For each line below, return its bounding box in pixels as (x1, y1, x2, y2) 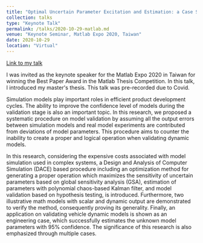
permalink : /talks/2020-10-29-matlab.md (6, 25, 110, 32)
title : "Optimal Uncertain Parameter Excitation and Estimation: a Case (6, 8, 193, 15)
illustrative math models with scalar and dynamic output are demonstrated (6, 198, 192, 205)
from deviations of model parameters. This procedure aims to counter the (6, 128, 189, 135)
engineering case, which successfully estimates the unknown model (6, 216, 176, 224)
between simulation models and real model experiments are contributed (6, 121, 185, 128)
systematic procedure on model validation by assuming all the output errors (6, 115, 195, 122)
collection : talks (6, 15, 53, 21)
